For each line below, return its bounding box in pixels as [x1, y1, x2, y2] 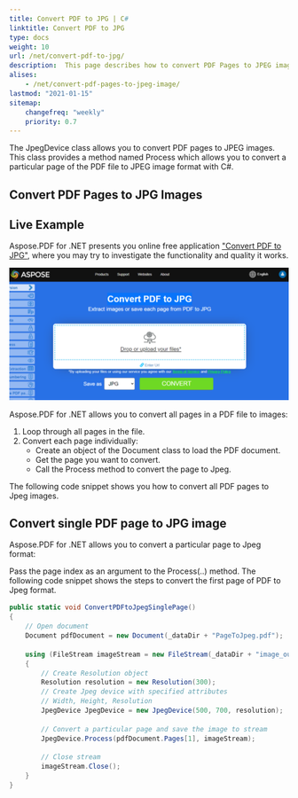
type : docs [9, 33, 50, 42]
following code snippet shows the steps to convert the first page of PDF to [9, 575, 281, 586]
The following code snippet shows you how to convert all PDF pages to [9, 481, 270, 491]
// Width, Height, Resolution [41, 697, 153, 706]
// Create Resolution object [41, 669, 149, 677]
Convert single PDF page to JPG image [9, 516, 227, 531]
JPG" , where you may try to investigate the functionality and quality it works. [9, 250, 289, 261]
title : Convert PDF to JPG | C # [9, 14, 129, 23]
